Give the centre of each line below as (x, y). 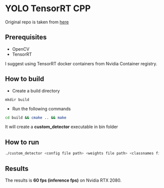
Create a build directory (36, 91)
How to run (22, 142)
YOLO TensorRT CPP (48, 9)
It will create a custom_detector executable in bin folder (61, 127)
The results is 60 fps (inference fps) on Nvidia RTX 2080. (63, 180)
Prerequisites (26, 37)
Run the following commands (41, 109)
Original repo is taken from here (37, 22)
